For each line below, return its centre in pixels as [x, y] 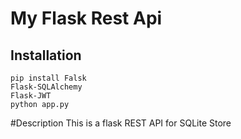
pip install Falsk [48, 78]
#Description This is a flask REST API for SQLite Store [121, 123]
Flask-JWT [31, 96]
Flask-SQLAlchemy [46, 87]
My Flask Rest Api [86, 18]
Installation [46, 55]
